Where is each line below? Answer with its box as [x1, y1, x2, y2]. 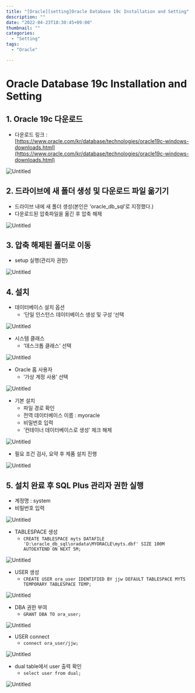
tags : [6, 42, 19, 47]
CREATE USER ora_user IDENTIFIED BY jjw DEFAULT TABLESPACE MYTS [23, 576, 186, 582]
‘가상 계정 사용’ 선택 [23, 373, 68, 381]
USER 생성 [14, 569, 40, 575]
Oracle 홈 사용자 [14, 366, 53, 373]
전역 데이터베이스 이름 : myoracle [23, 412, 100, 419]
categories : [6, 30, 35, 36]
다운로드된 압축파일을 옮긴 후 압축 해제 [14, 210, 102, 217]
